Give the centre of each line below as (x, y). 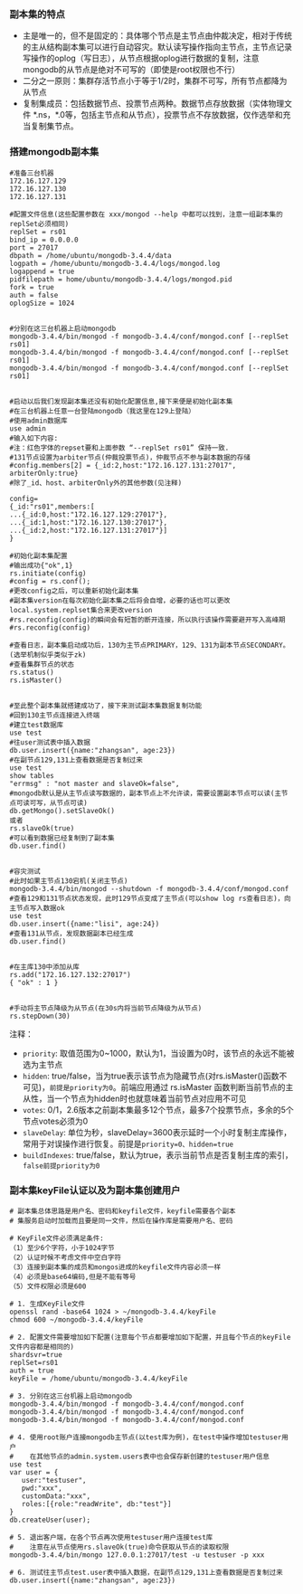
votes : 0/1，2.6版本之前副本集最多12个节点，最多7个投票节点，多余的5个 (158, 1109)
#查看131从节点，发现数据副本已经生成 (71, 934)
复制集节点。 (54, 126)
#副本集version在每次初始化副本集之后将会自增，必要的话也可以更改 (120, 600)
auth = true (32, 1371)
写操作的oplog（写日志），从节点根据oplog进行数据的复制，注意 (141, 58)
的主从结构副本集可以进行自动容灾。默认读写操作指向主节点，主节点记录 (157, 47)
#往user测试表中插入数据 (50, 742)
